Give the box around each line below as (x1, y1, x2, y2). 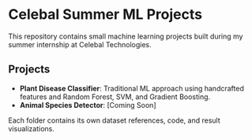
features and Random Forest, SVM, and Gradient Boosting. (19, 92, 211, 101)
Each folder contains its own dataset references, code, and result (8, 116, 221, 125)
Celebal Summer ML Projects (8, 6, 203, 24)
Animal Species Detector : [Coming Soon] (19, 100, 156, 109)
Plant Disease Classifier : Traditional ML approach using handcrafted (19, 83, 245, 93)
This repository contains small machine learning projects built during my (8, 31, 243, 41)
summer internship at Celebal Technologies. (8, 39, 152, 49)
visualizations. (8, 123, 55, 133)
